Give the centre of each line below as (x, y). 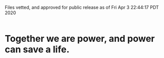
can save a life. (37, 50)
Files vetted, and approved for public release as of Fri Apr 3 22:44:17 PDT (82, 7)
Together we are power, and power (80, 39)
